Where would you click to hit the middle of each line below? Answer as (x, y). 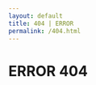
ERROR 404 (48, 71)
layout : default (35, 16)
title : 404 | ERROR (41, 23)
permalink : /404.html (45, 31)
